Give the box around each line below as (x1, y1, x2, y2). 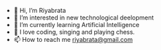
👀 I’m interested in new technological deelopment (13, 14, 154, 22)
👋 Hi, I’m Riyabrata (13, 7, 67, 14)
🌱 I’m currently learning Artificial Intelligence (13, 21, 140, 28)
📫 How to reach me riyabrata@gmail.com (13, 36, 133, 43)
